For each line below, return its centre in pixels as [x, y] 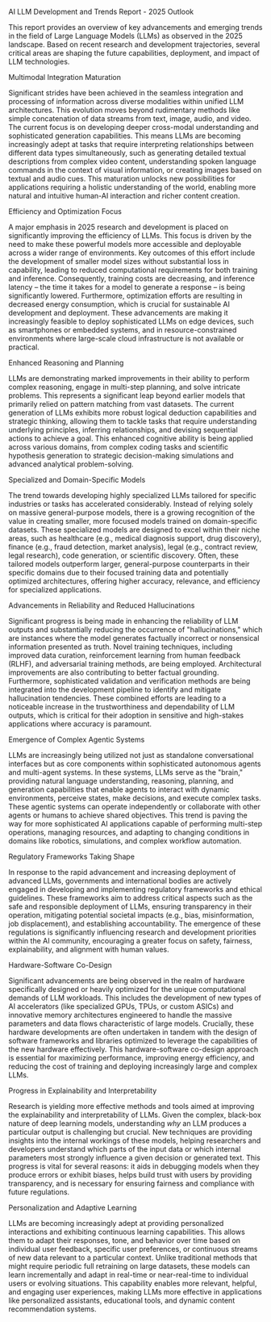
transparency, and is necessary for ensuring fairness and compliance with [131, 1183]
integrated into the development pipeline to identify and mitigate [115, 690]
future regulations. [39, 1192]
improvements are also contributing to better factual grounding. [114, 672]
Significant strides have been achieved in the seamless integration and [126, 93]
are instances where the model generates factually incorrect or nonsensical [134, 638]
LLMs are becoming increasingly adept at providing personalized [116, 1223]
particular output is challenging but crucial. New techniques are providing [130, 1132]
